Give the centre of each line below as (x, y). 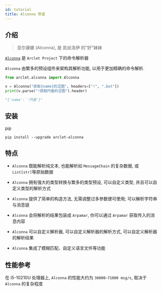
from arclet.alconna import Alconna (42, 78)
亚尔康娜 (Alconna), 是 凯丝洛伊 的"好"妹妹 (59, 48)
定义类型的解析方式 (31, 189)
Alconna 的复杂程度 (24, 284)
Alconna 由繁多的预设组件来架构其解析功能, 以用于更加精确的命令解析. (75, 68)
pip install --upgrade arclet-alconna (44, 137)
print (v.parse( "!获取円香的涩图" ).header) (46, 91)
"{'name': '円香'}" (24, 100)
